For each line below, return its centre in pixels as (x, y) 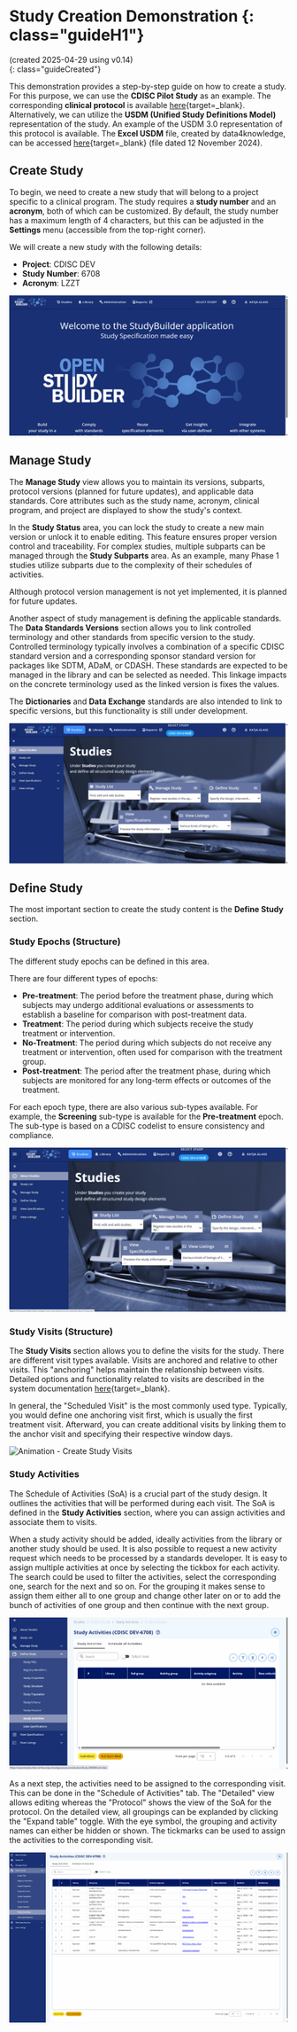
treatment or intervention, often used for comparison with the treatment (152, 1051)
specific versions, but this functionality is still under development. (129, 710)
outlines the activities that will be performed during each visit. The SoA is (142, 1503)
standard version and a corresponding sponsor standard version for (133, 656)
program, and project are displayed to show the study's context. (126, 510)
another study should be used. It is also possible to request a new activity (143, 1548)
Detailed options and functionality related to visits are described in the (137, 1379)
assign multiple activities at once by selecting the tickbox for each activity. (145, 1567)
